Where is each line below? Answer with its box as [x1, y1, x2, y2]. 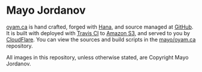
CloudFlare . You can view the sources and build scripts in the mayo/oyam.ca [6, 36, 196, 43]
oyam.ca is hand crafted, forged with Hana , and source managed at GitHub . [6, 23, 194, 30]
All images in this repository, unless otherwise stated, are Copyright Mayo [6, 54, 189, 61]
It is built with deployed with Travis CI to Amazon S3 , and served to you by [6, 29, 191, 36]
